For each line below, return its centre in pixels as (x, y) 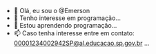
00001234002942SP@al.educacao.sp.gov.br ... (81, 43)
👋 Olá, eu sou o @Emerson (52, 11)
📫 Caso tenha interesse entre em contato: (74, 33)
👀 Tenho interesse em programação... (67, 18)
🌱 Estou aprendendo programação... (65, 25)
